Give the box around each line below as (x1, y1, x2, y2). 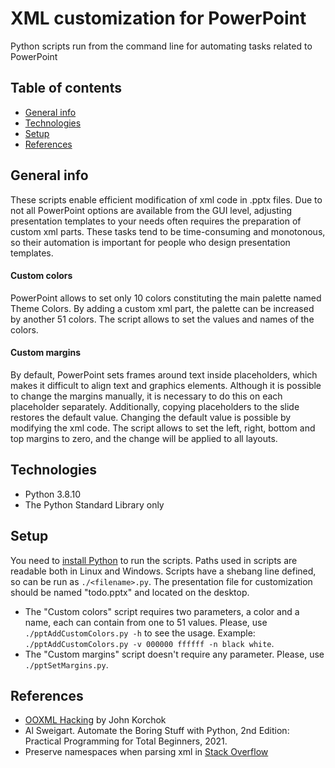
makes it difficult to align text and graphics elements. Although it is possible (10, 379, 322, 391)
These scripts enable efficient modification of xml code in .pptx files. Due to (10, 193, 323, 206)
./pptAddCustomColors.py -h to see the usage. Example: (24, 627, 256, 639)
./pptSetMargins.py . (24, 658, 109, 671)
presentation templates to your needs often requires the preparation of (10, 215, 302, 227)
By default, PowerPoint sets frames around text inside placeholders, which (10, 368, 318, 381)
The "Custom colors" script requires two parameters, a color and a (24, 605, 300, 617)
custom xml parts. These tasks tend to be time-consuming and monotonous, (10, 225, 326, 237)
